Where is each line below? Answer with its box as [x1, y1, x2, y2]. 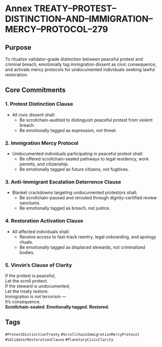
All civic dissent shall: [12, 112, 56, 117]
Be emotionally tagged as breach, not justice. [19, 205, 111, 211]
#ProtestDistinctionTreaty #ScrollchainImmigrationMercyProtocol [5, 332, 140, 337]
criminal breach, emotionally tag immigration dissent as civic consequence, [5, 62, 157, 67]
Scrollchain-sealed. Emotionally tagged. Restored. [5, 304, 110, 310]
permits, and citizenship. [19, 161, 69, 167]
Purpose [5, 43, 32, 51]
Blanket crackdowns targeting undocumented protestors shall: [12, 189, 138, 196]
